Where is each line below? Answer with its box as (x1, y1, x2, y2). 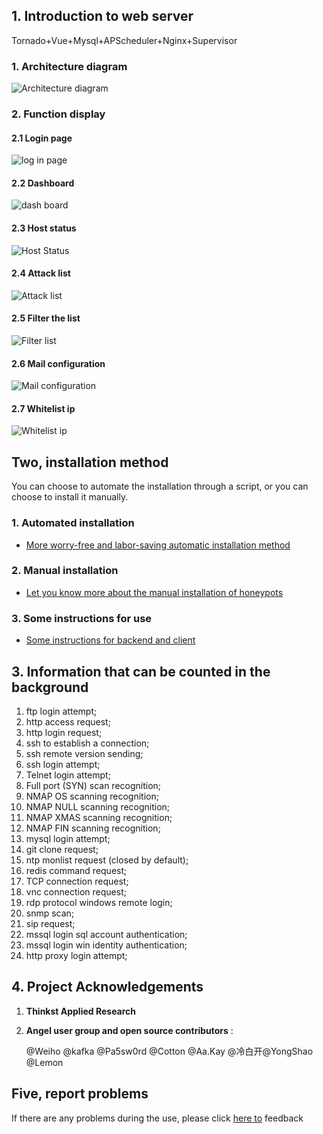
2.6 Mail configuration (11, 357, 106, 369)
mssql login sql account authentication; (25, 928, 188, 940)
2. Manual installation (11, 564, 119, 578)
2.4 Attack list (11, 267, 71, 279)
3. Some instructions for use (11, 611, 153, 625)
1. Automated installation (11, 516, 135, 530)
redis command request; (25, 864, 128, 876)
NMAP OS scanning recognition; (25, 790, 159, 802)
